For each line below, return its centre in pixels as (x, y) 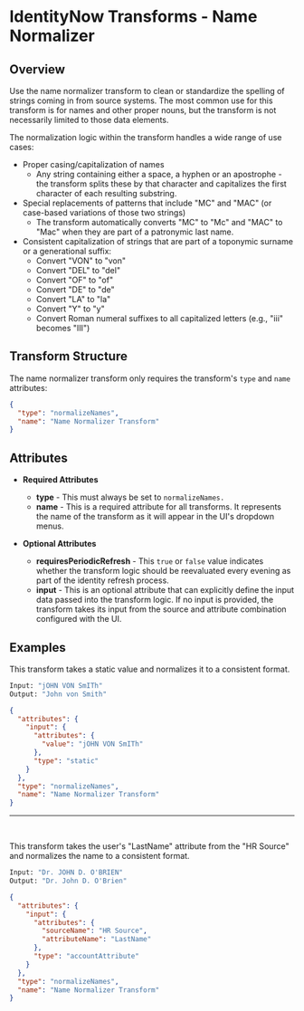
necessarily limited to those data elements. (89, 120)
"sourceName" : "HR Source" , (95, 931)
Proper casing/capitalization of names (93, 164)
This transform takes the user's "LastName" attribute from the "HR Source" (149, 846)
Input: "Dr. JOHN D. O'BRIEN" (66, 873)
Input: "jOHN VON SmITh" (56, 685)
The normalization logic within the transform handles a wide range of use (146, 137)
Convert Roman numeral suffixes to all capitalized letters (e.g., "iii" (159, 318)
